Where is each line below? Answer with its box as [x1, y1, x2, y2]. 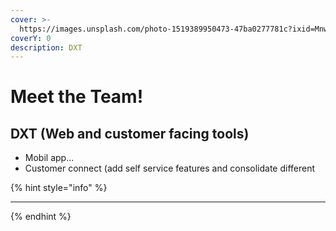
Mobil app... [24, 152, 75, 164]
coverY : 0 [10, 33, 52, 43]
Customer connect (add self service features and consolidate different [24, 162, 316, 175]
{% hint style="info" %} [10, 182, 108, 194]
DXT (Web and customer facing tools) [10, 125, 250, 142]
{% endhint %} [10, 211, 72, 223]
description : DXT [10, 42, 83, 53]
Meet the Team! [10, 86, 144, 108]
